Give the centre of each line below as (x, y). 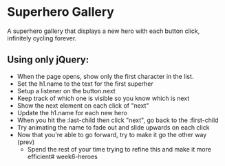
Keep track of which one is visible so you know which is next (103, 98)
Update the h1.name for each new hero (72, 112)
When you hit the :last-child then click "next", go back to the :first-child (118, 120)
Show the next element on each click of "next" (83, 105)
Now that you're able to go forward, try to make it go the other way (112, 134)
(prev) (26, 142)
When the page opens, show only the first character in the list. (105, 76)
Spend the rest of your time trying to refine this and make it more (119, 149)
